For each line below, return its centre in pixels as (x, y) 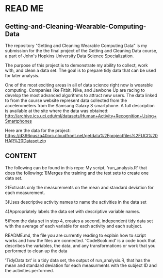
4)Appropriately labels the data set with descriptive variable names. (73, 211)
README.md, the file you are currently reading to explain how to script (75, 235)
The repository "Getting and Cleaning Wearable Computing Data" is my (76, 46)
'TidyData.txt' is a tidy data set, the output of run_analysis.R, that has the (78, 260)
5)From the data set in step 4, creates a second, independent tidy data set (79, 221)
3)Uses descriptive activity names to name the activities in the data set (76, 202)
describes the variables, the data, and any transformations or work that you (80, 245)
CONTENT (21, 156)
